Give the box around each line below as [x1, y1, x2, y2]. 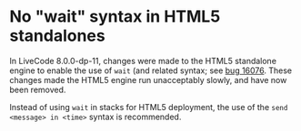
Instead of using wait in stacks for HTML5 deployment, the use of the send [9, 101, 288, 112]
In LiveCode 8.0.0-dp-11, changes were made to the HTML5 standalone [9, 55, 277, 66]
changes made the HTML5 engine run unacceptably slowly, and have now [9, 74, 287, 85]
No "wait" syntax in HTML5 [9, 6, 221, 27]
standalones [9, 25, 106, 46]
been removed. [9, 84, 66, 95]
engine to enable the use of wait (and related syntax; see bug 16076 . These [9, 65, 293, 76]
